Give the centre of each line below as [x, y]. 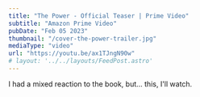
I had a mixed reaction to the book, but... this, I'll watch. [100, 84]
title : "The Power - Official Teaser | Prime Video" [99, 16]
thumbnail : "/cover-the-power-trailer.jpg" [83, 38]
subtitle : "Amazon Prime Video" [62, 23]
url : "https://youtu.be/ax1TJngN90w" [72, 53]
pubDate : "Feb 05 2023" [48, 31]
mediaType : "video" [41, 46]
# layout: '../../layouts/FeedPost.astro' [81, 61]
